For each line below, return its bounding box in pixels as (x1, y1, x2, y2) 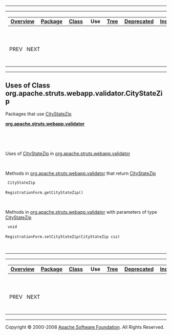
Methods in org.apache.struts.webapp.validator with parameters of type (5, 209, 157, 215)
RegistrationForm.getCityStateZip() (5, 190, 83, 195)
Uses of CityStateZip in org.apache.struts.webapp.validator (5, 150, 131, 157)
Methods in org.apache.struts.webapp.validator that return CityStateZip (5, 170, 156, 176)
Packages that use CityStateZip (5, 110, 72, 117)
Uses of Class (5, 81, 50, 90)
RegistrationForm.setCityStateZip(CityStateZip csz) (5, 234, 120, 239)
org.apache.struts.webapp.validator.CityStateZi (5, 89, 163, 98)
